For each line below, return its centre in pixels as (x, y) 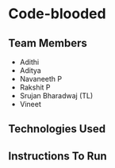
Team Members (48, 43)
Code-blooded (57, 14)
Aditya (30, 71)
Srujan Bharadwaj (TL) (56, 95)
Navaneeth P (40, 79)
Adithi (29, 62)
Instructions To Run (57, 156)
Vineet (31, 104)
